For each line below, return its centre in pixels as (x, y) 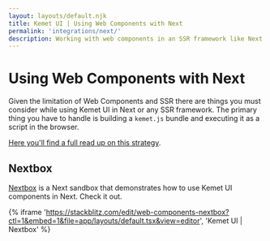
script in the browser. (44, 127)
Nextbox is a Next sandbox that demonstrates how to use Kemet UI (120, 188)
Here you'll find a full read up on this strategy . (85, 143)
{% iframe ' (27, 212)
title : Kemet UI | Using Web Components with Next (96, 24)
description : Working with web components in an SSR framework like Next (136, 39)
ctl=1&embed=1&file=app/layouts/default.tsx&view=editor (104, 221)
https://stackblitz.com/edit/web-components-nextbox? (137, 212)
